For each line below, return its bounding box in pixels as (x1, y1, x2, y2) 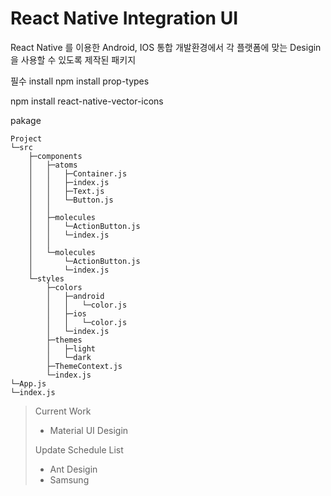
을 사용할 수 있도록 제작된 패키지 (10, 53, 137, 66)
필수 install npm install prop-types (10, 75, 150, 87)
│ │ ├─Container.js (28, 168, 128, 179)
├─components (28, 151, 83, 161)
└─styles (28, 273, 65, 284)
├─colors (46, 282, 83, 292)
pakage (10, 114, 42, 126)
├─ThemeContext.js (46, 361, 123, 371)
